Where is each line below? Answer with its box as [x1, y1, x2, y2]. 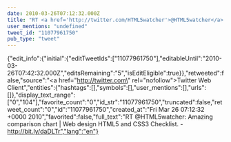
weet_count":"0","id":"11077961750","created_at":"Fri [7, 106, 157, 114]
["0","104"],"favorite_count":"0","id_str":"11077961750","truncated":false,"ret [7, 98, 223, 106]
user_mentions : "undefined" [7, 23, 88, 29]
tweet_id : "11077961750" [7, 29, 79, 36]
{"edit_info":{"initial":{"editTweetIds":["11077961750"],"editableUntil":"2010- [7, 54, 222, 62]
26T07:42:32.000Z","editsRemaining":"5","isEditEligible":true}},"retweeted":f [7, 69, 224, 78]
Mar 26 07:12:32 [158, 106, 205, 114]
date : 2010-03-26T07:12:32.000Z [7, 10, 100, 17]
